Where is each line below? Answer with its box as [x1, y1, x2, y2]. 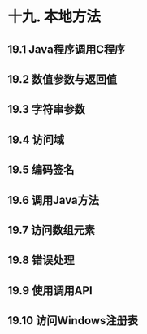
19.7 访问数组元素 [7, 223, 95, 236]
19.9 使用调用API [7, 284, 93, 297]
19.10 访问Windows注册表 [7, 314, 139, 327]
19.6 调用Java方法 [7, 193, 99, 207]
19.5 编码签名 [7, 163, 75, 177]
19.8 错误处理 [7, 254, 75, 267]
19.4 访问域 [7, 132, 65, 146]
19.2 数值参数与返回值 [7, 72, 118, 86]
